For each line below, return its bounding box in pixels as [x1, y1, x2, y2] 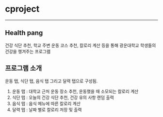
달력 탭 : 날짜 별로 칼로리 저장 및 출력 [12, 106, 82, 113]
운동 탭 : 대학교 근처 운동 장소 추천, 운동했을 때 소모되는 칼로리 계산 [12, 88, 139, 94]
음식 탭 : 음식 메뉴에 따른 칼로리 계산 [12, 100, 81, 106]
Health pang [5, 29, 43, 37]
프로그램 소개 [5, 64, 42, 73]
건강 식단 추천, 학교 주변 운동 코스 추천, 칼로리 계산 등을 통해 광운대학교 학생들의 [5, 42, 156, 48]
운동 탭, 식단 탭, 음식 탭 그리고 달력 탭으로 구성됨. [5, 78, 98, 84]
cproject [5, 3, 40, 15]
